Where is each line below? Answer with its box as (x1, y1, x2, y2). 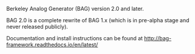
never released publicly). (6, 23, 68, 30)
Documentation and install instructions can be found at (6, 35, 144, 41)
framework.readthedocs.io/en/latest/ (6, 41, 98, 48)
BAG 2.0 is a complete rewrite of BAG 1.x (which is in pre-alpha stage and (6, 17, 190, 23)
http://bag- (144, 35, 171, 41)
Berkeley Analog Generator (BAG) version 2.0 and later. (6, 5, 144, 12)
